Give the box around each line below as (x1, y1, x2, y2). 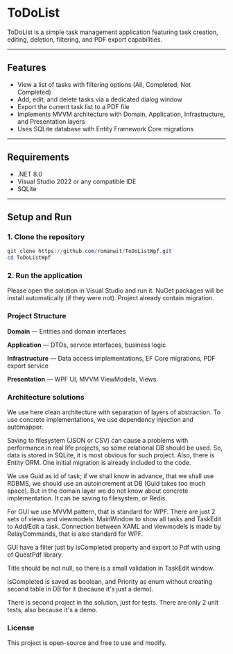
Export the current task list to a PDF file (17, 102, 130, 111)
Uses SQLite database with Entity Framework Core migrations (17, 124, 194, 133)
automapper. (7, 423, 44, 431)
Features (7, 62, 46, 74)
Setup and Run (7, 211, 72, 223)
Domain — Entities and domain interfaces (7, 327, 126, 335)
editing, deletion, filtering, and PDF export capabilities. (7, 35, 163, 43)
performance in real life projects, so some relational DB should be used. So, (7, 443, 223, 452)
